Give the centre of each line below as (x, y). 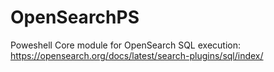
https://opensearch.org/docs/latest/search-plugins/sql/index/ (137, 55)
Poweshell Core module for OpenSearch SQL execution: (125, 45)
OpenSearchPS (75, 17)
